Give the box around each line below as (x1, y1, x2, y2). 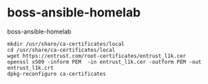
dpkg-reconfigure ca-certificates (7, 70, 107, 77)
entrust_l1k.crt (7, 64, 54, 71)
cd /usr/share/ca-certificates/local (7, 46, 116, 53)
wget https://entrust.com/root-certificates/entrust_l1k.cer (7, 53, 187, 59)
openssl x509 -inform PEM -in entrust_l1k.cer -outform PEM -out (7, 58, 202, 66)
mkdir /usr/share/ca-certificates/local (7, 40, 125, 47)
